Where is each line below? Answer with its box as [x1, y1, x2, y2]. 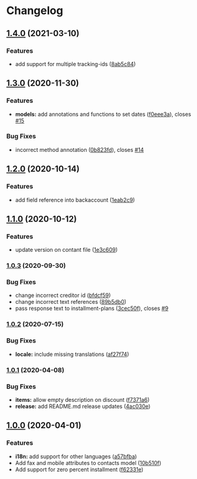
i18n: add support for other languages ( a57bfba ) [15, 453, 137, 460]
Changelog [6, 4, 63, 18]
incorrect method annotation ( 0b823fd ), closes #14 [15, 146, 145, 153]
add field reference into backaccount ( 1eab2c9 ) [15, 196, 135, 203]
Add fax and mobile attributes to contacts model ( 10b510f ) [15, 459, 162, 466]
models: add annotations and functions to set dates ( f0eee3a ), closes [15, 110, 192, 118]
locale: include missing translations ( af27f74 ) [15, 350, 129, 358]
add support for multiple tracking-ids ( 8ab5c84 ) [15, 60, 136, 67]
